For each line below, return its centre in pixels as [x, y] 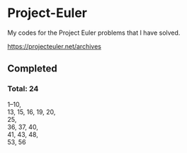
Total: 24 [23, 89]
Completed [33, 69]
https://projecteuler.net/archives [54, 46]
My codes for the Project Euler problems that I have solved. [94, 33]
